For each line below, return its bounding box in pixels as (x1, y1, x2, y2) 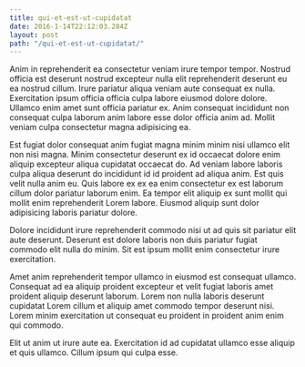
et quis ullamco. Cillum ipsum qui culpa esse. (9, 347, 178, 358)
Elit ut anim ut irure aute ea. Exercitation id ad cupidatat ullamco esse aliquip (9, 338, 296, 349)
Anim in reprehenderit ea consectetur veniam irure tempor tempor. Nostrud (9, 64, 291, 75)
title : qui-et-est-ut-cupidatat (9, 13, 132, 23)
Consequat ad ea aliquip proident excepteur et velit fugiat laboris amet (9, 281, 274, 292)
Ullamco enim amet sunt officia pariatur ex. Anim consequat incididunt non (9, 102, 290, 114)
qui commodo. (9, 320, 64, 331)
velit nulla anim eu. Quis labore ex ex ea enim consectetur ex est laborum (9, 178, 284, 189)
